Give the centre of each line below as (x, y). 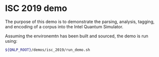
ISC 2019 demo (36, 8)
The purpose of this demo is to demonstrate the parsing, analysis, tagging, (80, 22)
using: (11, 41)
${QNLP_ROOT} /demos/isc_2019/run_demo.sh (48, 50)
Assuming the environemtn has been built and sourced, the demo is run (77, 36)
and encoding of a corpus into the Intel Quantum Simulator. (64, 26)
